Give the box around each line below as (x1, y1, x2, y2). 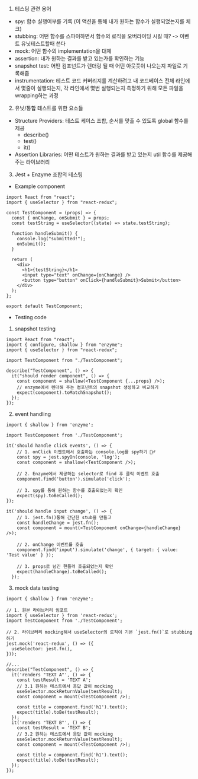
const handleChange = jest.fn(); (17, 520, 99, 526)
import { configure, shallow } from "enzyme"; (6, 342, 123, 348)
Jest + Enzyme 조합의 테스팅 (14, 171, 83, 178)
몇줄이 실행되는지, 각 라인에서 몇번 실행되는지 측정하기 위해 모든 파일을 (21, 85, 184, 91)
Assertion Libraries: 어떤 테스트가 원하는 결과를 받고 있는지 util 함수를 (14, 151, 177, 158)
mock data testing (14, 584, 59, 592)
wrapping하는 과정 (14, 92, 59, 99)
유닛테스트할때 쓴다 (21, 40, 66, 47)
